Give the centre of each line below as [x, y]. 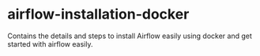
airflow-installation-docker [98, 14]
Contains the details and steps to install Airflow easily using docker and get [130, 36]
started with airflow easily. [50, 44]
